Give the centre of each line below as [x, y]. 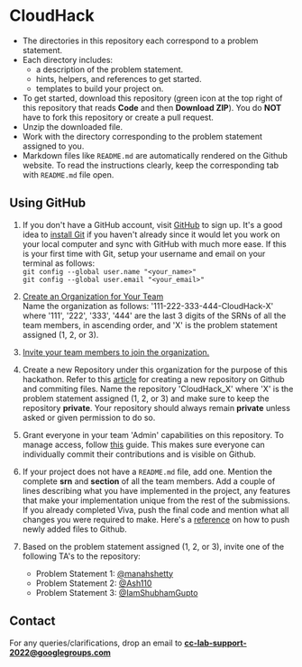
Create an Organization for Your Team [93, 296]
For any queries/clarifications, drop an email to [96, 643]
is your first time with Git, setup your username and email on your [144, 253]
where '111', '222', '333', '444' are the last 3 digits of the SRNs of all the [154, 315]
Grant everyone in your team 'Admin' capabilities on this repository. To [153, 434]
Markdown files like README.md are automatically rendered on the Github [155, 155]
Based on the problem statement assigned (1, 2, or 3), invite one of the [153, 546]
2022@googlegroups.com [60, 652]
